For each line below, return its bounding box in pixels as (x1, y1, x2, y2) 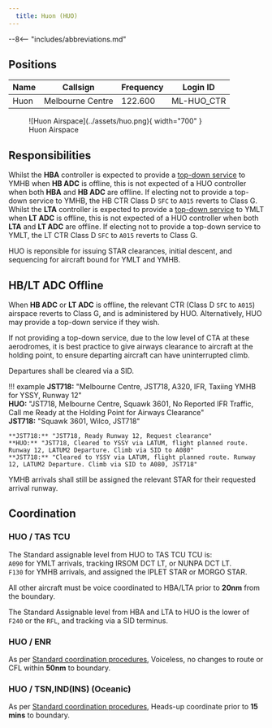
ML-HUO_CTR (171, 95, 227, 106)
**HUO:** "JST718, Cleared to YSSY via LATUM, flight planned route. (8, 440, 249, 448)
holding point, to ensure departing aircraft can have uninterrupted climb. (8, 350, 250, 360)
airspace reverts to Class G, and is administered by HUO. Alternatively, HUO (8, 309, 262, 318)
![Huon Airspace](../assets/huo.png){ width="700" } (28, 116, 203, 126)
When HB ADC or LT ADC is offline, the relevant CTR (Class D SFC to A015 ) (8, 300, 256, 310)
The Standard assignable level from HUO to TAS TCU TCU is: (8, 549, 213, 559)
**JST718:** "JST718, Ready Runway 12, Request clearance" (8, 432, 213, 440)
